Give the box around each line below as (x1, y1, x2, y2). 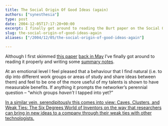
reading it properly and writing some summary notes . (5, 58, 115, 64)
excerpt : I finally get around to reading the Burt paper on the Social (5, 26, 160, 31)
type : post (5, 16, 28, 21)
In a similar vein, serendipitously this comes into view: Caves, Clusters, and (5, 99, 160, 105)
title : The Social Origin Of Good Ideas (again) (5, 7, 108, 12)
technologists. (5, 115, 34, 121)
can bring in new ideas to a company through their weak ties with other (5, 109, 152, 115)
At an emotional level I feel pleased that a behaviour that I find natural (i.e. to (5, 68, 162, 74)
